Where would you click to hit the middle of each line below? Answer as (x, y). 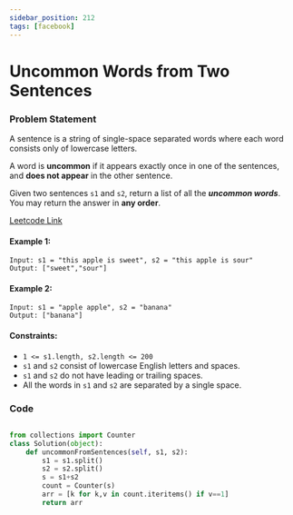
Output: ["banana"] (46, 316)
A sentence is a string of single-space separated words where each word (146, 138)
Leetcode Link (36, 220)
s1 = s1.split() (73, 461)
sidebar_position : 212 (52, 18)
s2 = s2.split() (73, 469)
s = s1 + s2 (60, 478)
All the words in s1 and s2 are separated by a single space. (132, 385)
